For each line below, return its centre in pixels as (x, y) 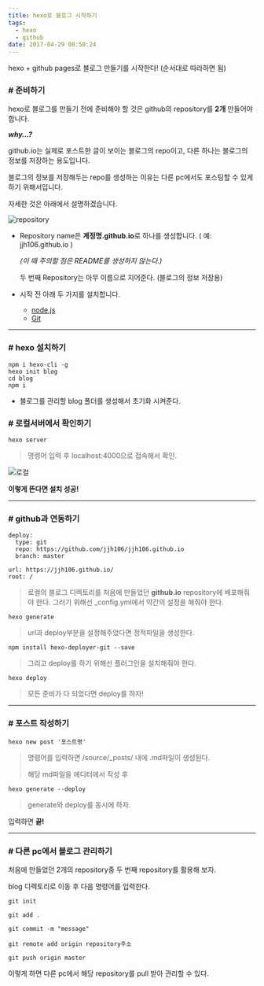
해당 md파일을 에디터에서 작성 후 (77, 774)
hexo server (27, 440)
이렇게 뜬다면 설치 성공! (44, 489)
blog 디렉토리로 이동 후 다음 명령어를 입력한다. (79, 886)
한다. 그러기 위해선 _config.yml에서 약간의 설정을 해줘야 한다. (130, 602)
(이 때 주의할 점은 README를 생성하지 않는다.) (91, 261)
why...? (20, 135)
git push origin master (47, 958)
